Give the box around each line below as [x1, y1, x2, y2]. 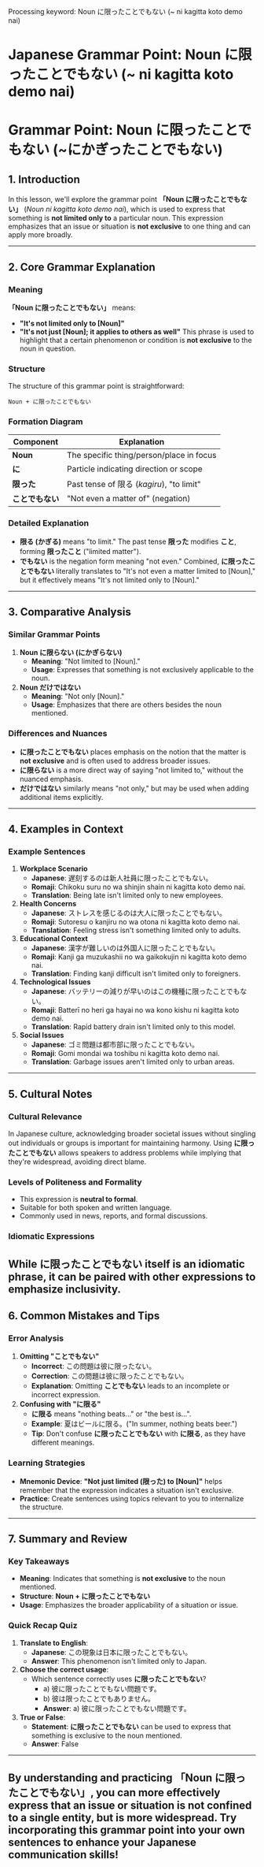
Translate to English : [19, 1638, 89, 1647]
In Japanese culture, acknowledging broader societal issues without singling [8, 1129, 256, 1139]
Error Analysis [8, 1333, 64, 1344]
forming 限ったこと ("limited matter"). [19, 546, 141, 556]
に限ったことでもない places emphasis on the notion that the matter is [19, 747, 247, 757]
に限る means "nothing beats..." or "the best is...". [31, 1409, 192, 1419]
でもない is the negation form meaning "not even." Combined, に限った [19, 556, 249, 566]
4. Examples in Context [8, 823, 124, 836]
